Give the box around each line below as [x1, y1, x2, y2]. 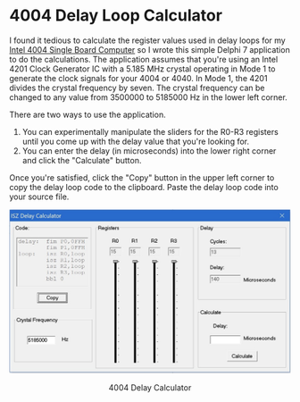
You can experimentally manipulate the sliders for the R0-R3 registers [21, 126, 279, 137]
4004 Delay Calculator [108, 381, 192, 393]
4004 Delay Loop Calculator [9, 5, 223, 26]
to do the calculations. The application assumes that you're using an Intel [9, 54, 279, 64]
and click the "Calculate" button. [21, 155, 142, 165]
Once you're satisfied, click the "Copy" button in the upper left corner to [9, 172, 275, 183]
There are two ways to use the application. [9, 109, 167, 120]
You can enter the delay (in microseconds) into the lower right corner [21, 145, 277, 156]
